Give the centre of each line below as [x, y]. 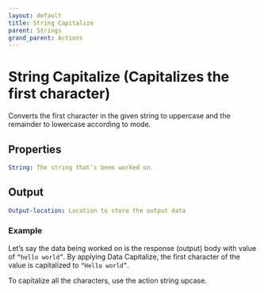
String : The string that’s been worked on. [81, 168]
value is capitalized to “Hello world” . [69, 265]
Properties [35, 149]
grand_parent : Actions [46, 38]
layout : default [35, 15]
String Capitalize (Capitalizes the [119, 77]
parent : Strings [35, 30]
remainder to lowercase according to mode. [80, 125]
